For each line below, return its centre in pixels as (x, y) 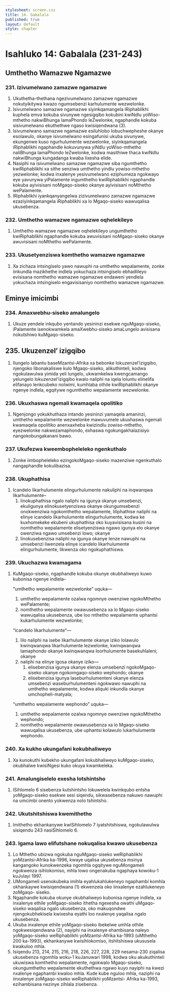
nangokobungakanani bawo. (42, 436)
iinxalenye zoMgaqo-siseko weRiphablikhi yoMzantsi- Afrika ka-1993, (86, 979)
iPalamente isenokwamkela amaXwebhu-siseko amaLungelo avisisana (86, 329)
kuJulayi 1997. (27, 876)
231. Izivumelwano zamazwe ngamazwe (56, 87)
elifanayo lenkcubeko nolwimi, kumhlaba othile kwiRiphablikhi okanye (86, 384)
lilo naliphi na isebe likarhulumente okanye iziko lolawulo (79, 640)
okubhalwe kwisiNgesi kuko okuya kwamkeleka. (63, 765)
